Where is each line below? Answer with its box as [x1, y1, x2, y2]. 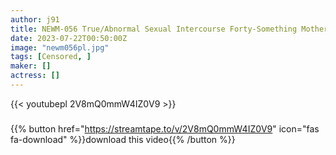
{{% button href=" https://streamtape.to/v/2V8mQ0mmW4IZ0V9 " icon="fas [10, 122, 320, 135]
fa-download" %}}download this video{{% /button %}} [10, 133, 236, 145]
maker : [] [10, 61, 52, 71]
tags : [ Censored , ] [10, 52, 92, 62]
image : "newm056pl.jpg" [10, 42, 110, 53]
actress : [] [10, 71, 60, 81]
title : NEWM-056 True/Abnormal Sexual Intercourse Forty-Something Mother [10, 24, 329, 34]
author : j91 [10, 14, 60, 25]
